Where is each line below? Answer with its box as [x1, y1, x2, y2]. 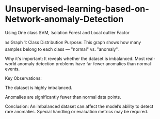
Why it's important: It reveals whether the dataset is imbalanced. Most [5, 56, 145, 61]
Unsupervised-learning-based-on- [5, 3, 149, 15]
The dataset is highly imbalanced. [5, 85, 73, 90]
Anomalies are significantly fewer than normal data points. [5, 94, 121, 100]
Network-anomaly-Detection [5, 14, 124, 25]
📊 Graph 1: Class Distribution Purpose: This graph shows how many [5, 39, 142, 45]
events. [5, 66, 20, 72]
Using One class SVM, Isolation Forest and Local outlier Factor [5, 30, 130, 35]
